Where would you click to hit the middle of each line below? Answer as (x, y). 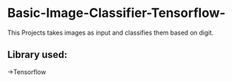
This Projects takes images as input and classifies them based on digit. (111, 33)
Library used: (37, 55)
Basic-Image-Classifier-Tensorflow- (117, 13)
